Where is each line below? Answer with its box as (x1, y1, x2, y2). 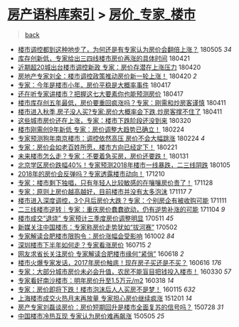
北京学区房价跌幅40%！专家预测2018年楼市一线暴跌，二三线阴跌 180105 (17, 161, 231, 169)
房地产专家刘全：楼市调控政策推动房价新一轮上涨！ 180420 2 (17, 72, 197, 80)
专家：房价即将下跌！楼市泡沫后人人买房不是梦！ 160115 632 (17, 285, 196, 294)
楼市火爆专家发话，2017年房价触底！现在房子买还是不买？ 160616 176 (17, 258, 222, 267)
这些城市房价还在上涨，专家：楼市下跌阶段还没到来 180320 (17, 116, 191, 124)
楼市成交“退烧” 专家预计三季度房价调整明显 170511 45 (17, 214, 174, 223)
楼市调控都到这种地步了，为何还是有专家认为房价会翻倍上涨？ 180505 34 (17, 45, 233, 53)
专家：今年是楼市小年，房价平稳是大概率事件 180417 (17, 80, 171, 89)
